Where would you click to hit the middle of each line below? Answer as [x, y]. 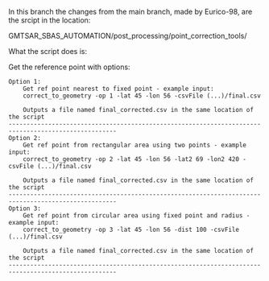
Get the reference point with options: [69, 67]
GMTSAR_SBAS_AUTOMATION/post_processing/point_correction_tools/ [128, 36]
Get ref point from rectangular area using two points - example [135, 145]
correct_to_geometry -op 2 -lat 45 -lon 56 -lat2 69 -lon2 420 [131, 159]
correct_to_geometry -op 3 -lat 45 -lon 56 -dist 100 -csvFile [131, 229]
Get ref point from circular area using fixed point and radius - [137, 216]
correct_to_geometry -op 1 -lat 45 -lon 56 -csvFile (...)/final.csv [142, 96]
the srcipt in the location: [50, 20]
